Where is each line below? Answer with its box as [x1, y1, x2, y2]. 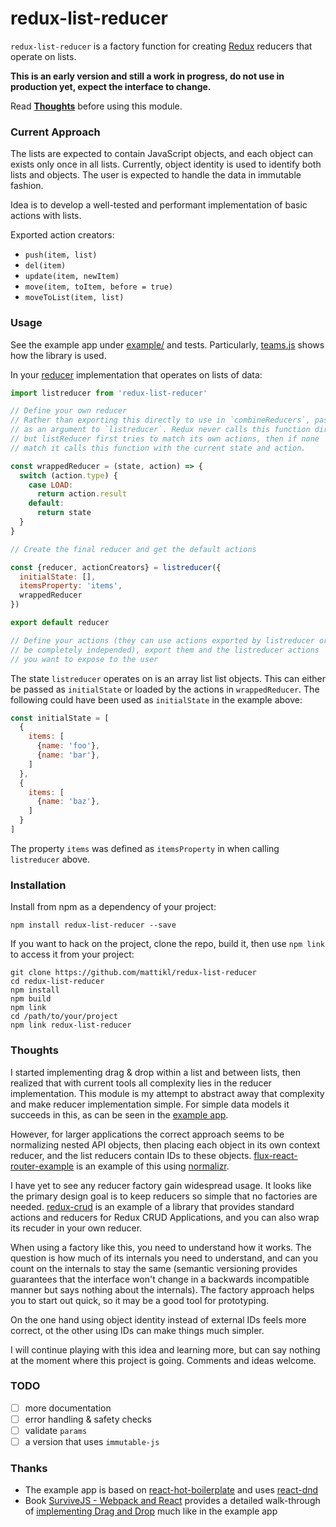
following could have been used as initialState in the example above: [10, 693, 303, 706]
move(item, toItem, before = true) [24, 282, 174, 292]
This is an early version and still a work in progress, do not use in [10, 70, 285, 82]
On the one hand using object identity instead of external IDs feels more [10, 1313, 307, 1326]
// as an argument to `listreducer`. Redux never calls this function [10, 425, 311, 435]
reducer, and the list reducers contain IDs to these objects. [10, 1149, 252, 1161]
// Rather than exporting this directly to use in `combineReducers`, [10, 415, 311, 426]
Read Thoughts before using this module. [10, 100, 183, 112]
